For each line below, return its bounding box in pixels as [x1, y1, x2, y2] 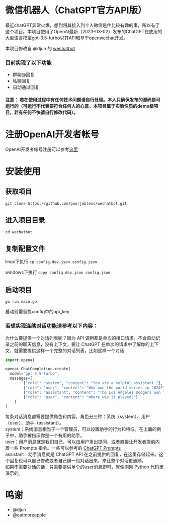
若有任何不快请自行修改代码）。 [14, 109, 78, 115]
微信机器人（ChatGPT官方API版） [5, 5, 147, 16]
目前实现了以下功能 [5, 59, 52, 66]
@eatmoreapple [12, 512, 46, 518]
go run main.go [5, 299, 37, 304]
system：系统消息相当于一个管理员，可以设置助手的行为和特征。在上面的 [5, 426, 157, 432]
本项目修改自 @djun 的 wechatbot [5, 45, 75, 51]
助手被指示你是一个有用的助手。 [18, 432, 84, 439]
